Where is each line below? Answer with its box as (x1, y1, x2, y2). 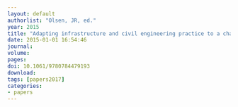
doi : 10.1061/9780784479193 (7, 63, 91, 70)
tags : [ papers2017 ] (7, 75, 65, 83)
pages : (7, 56, 27, 63)
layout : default (7, 10, 55, 18)
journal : (7, 43, 33, 50)
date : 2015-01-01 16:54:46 (7, 37, 87, 44)
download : (7, 69, 37, 76)
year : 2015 (7, 23, 40, 30)
